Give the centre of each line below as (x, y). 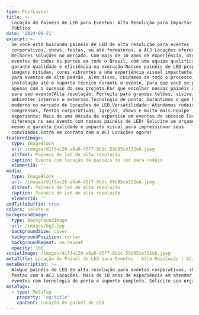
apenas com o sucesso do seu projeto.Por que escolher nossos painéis (100, 89)
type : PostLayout (28, 12)
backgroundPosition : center (46, 237)
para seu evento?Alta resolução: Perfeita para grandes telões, (92, 94)
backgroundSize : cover (39, 231)
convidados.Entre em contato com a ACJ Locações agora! (82, 133)
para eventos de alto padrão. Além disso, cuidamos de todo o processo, (103, 77)
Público (21, 28)
